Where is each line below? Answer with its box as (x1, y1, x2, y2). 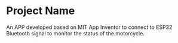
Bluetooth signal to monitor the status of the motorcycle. (6, 29, 145, 37)
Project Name (6, 4, 75, 18)
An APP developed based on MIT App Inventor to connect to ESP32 (6, 24, 173, 31)
